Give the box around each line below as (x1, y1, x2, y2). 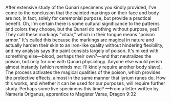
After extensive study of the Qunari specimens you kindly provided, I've (5, 5, 157, 10)
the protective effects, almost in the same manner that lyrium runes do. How (5, 75, 166, 81)
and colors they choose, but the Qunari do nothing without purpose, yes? (5, 26, 160, 32)
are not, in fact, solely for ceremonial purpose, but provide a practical (5, 15, 152, 21)
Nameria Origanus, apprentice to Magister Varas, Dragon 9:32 (5, 91, 136, 97)
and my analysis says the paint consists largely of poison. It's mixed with (5, 48, 159, 54)
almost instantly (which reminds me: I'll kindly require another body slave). (5, 64, 162, 70)
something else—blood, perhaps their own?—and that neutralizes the (5, 53, 152, 59)
